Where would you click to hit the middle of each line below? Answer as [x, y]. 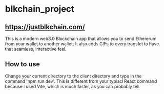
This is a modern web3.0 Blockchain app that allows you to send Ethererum [81, 38]
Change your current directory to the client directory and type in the [73, 76]
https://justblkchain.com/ [45, 27]
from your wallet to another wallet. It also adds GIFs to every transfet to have [82, 44]
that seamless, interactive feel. [36, 49]
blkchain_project [40, 9]
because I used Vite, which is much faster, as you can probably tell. [73, 86]
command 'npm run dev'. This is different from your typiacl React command [81, 81]
